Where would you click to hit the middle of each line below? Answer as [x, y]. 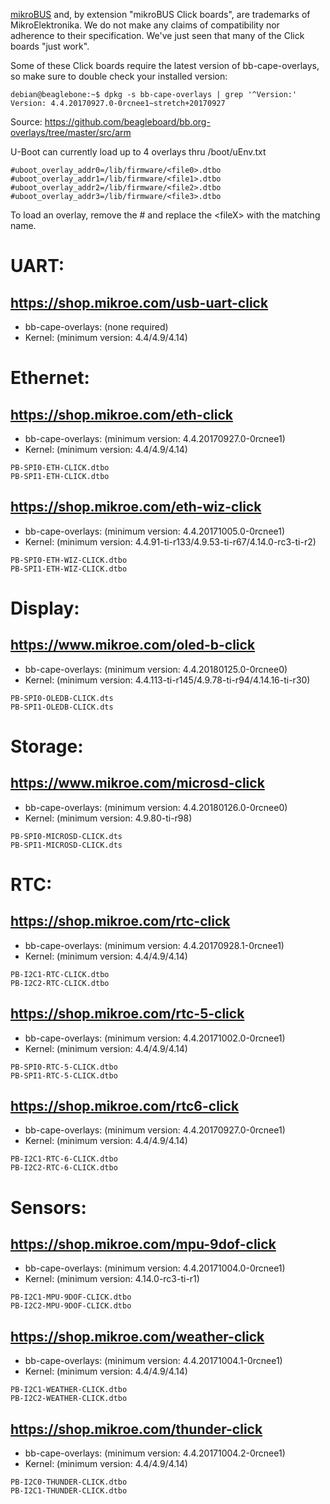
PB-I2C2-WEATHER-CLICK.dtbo [69, 1399]
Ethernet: [50, 378]
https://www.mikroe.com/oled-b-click [133, 645]
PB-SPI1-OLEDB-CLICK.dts [62, 707]
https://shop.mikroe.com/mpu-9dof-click [143, 1244]
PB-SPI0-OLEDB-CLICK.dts [62, 698]
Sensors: [48, 1207]
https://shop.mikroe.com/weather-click [137, 1336]
